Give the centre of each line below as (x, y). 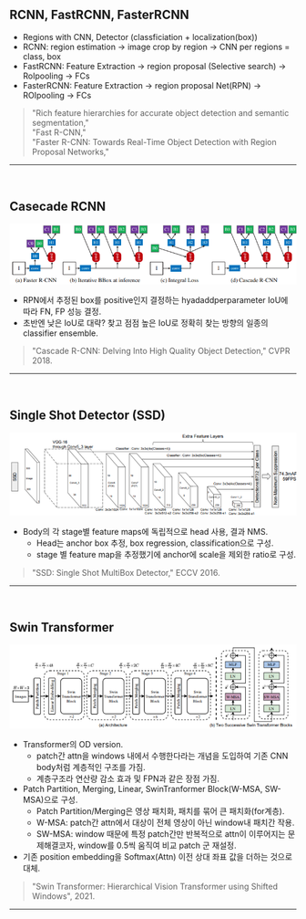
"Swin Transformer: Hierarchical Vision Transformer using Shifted (154, 886)
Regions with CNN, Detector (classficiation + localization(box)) (140, 37)
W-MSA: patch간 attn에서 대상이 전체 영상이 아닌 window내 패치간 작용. (165, 822)
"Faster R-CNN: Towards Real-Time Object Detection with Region (154, 141)
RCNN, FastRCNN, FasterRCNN (99, 15)
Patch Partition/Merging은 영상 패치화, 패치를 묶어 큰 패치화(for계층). (160, 810)
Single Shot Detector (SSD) (87, 416)
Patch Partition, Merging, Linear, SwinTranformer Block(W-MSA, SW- (152, 788)
